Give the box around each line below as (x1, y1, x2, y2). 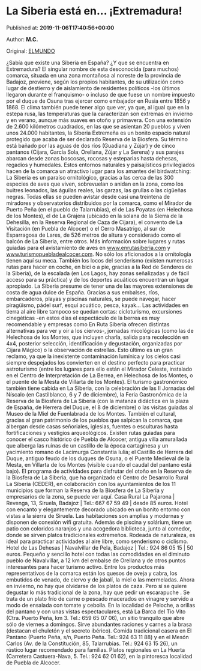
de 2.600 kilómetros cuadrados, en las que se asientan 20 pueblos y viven (6, 123, 191, 130)
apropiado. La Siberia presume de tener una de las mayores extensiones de (6, 282, 193, 290)
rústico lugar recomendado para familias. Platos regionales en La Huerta (6, 646, 185, 653)
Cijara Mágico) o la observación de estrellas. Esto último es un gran (6, 346, 173, 353)
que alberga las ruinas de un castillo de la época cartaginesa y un (6, 442, 169, 449)
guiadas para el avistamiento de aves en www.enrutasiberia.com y (6, 244, 171, 251)
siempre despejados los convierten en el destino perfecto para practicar (6, 359, 185, 366)
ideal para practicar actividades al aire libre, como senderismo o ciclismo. (6, 538, 188, 545)
